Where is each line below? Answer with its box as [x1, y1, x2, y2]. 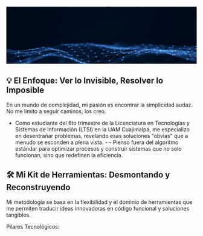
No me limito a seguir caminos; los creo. [6, 107, 106, 115]
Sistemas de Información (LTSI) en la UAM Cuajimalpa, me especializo [14, 125, 190, 133]
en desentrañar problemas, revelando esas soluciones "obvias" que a [14, 132, 188, 139]
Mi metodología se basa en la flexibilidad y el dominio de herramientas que [6, 198, 193, 206]
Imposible [6, 85, 45, 96]
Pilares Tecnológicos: [6, 223, 60, 230]
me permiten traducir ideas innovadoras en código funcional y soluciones [6, 205, 190, 212]
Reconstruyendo [6, 182, 71, 192]
